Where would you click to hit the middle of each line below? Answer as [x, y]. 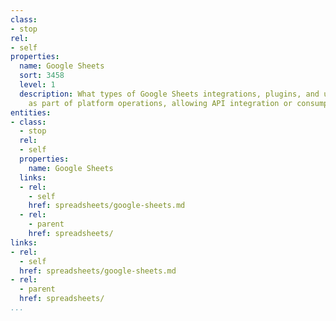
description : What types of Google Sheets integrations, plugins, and [169, 94]
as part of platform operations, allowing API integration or [160, 103]
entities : [31, 112]
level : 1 [37, 85]
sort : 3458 [42, 76]
